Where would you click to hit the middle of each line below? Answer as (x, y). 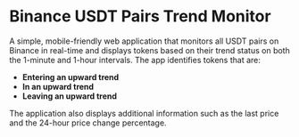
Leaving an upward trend (70, 96)
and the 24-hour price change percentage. (88, 123)
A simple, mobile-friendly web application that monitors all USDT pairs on (144, 41)
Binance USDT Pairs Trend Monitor (140, 16)
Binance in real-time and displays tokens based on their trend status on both (149, 50)
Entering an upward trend (71, 77)
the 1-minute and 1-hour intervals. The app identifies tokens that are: (135, 60)
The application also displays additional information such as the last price (144, 113)
